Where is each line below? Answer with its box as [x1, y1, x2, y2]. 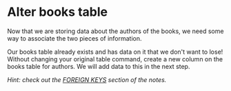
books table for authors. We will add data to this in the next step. [7, 62, 190, 70]
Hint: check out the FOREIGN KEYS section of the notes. [7, 75, 167, 83]
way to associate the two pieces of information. [7, 34, 143, 42]
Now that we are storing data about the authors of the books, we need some [7, 27, 224, 35]
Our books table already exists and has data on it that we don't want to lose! [7, 48, 223, 56]
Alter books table [7, 4, 108, 20]
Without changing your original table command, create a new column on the [7, 54, 223, 63]
